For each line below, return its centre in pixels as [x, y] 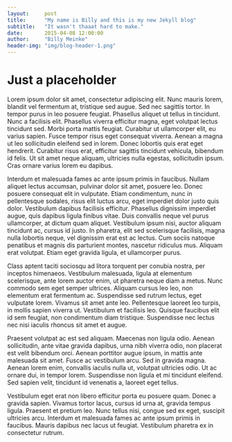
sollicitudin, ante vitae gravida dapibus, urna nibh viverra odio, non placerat [115, 345]
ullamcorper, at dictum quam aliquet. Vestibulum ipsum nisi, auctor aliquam [114, 223]
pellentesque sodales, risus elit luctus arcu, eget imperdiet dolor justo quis [113, 201]
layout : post [32, 14]
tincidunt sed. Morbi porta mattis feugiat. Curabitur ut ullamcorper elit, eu [111, 128]
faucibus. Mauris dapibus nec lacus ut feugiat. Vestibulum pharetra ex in [110, 425]
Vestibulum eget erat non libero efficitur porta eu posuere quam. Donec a [111, 396]
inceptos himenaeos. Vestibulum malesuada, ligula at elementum [100, 273]
